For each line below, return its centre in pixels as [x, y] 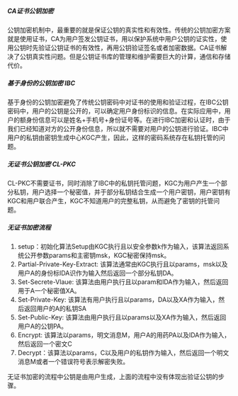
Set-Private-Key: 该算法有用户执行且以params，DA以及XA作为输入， [118, 299]
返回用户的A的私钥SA [55, 308]
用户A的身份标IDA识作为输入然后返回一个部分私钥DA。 [97, 273]
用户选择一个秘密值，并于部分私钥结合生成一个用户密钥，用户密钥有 [131, 192]
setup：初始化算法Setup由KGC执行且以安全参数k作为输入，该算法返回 [120, 246]
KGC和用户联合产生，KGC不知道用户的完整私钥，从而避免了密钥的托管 [110, 200]
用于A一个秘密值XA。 [49, 290]
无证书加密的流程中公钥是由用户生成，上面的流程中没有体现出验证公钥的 [113, 376]
